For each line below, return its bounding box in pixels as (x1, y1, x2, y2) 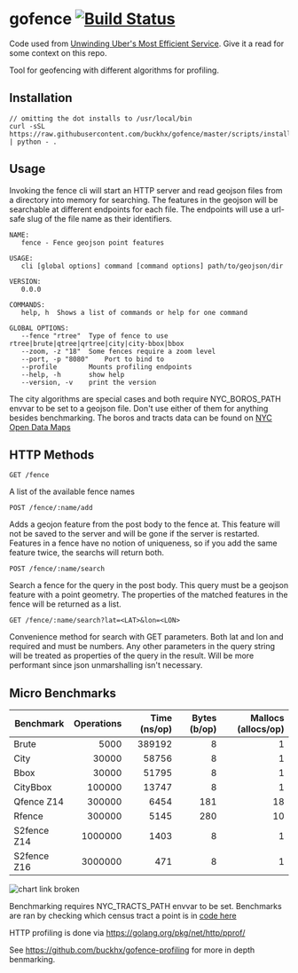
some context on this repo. (9, 47, 107, 58)
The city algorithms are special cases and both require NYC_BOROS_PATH (9, 393, 281, 404)
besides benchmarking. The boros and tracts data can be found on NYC (9, 412, 273, 423)
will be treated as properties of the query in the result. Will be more (9, 650, 255, 661)
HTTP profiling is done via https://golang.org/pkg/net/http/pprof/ (9, 928, 246, 938)
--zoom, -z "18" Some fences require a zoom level (20, 347, 216, 356)
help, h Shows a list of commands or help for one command (20, 308, 248, 317)
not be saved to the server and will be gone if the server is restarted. (9, 529, 260, 539)
